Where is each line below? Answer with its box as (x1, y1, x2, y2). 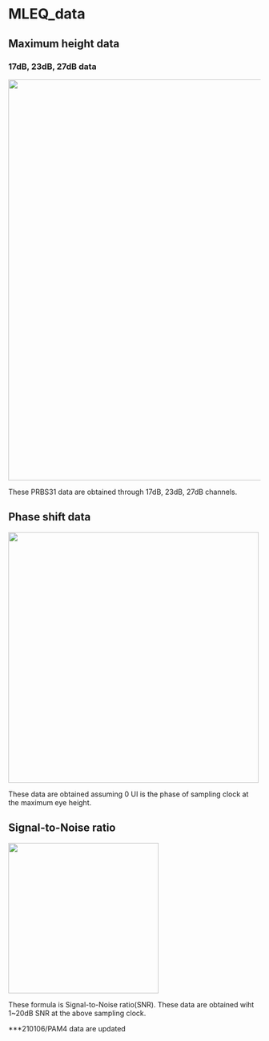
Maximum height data (8, 37, 120, 51)
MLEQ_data (8, 5, 86, 23)
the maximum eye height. (8, 797, 92, 807)
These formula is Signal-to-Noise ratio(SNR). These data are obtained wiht (8, 999, 255, 1009)
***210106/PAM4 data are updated (8, 1023, 126, 1033)
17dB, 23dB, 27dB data (8, 61, 97, 72)
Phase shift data (8, 510, 91, 524)
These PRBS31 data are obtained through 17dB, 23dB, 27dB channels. (8, 487, 238, 496)
